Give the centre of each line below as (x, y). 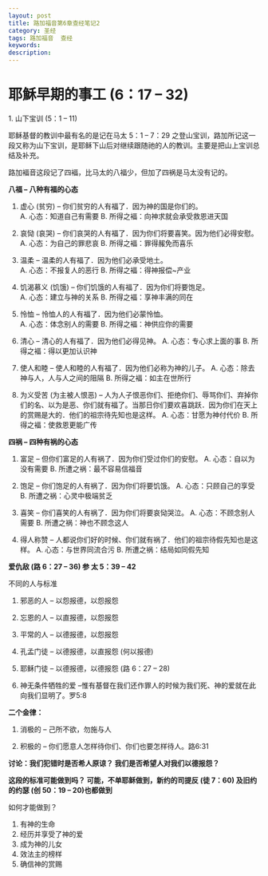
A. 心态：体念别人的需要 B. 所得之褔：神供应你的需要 (106, 323)
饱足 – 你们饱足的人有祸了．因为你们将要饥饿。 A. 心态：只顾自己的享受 (137, 486)
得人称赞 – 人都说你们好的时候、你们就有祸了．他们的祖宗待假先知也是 (135, 539)
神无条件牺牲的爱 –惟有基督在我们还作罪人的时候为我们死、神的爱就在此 (138, 685)
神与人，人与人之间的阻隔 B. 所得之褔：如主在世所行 (105, 378)
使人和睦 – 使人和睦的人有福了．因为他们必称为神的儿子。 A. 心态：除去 (137, 367)
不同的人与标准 (33, 583)
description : (30, 53)
